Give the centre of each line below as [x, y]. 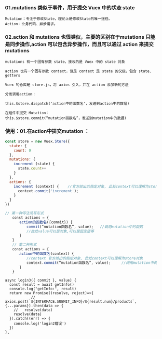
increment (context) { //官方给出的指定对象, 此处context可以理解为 [81, 186]
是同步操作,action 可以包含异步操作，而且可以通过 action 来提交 [79, 45]
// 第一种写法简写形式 [25, 213]
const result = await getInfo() [42, 285]
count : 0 [22, 150]
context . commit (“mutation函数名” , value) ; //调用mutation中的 [92, 262]
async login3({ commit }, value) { [41, 280]
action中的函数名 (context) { [47, 254]
